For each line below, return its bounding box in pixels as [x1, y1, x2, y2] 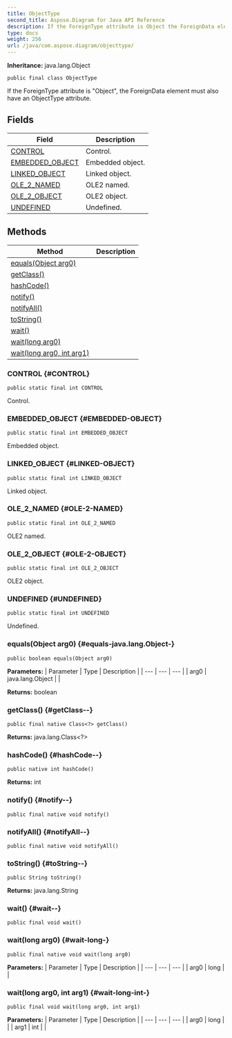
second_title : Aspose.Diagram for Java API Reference [7, 17, 166, 24]
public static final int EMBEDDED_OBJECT [7, 429, 128, 436]
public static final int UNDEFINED [7, 610, 110, 617]
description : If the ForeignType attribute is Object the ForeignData [7, 23, 215, 30]
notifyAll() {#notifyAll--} [7, 827, 90, 837]
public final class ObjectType [7, 75, 97, 82]
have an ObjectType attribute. [7, 94, 92, 102]
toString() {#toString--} [7, 858, 88, 868]
